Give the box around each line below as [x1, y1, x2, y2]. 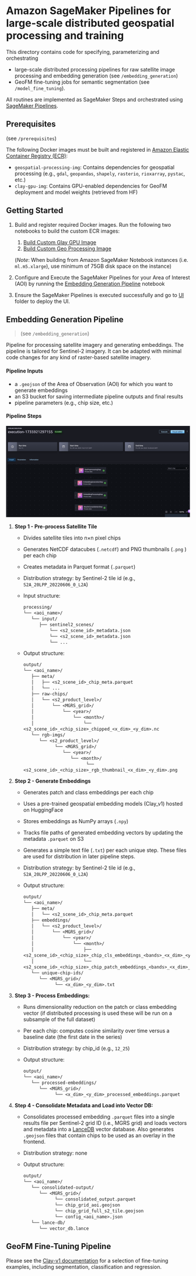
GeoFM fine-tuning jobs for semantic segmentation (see [14, 78, 150, 86]
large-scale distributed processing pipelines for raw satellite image [14, 66, 175, 73]
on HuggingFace [23, 806, 64, 813]
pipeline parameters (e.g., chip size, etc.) [14, 399, 114, 406]
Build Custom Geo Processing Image [23, 245, 112, 252]
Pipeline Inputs [6, 367, 44, 374]
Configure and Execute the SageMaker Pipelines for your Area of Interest [14, 274, 191, 281]
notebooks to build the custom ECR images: [14, 227, 120, 234]
